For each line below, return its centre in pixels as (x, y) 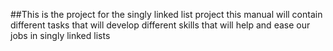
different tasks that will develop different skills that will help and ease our (160, 25)
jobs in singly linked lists (60, 35)
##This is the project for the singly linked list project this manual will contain (166, 14)
